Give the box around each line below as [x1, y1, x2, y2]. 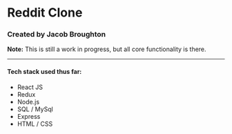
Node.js [17, 97, 40, 106]
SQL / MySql [17, 105, 53, 113]
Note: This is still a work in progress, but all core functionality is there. [7, 45, 206, 53]
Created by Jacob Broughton [7, 30, 106, 39]
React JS [17, 83, 43, 91]
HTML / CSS [17, 119, 53, 128]
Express [17, 112, 41, 120]
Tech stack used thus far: [7, 68, 82, 76]
